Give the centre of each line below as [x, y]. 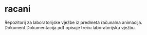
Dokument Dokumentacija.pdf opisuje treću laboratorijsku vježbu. [70, 27]
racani [18, 9]
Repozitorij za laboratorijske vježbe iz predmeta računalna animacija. [73, 22]
